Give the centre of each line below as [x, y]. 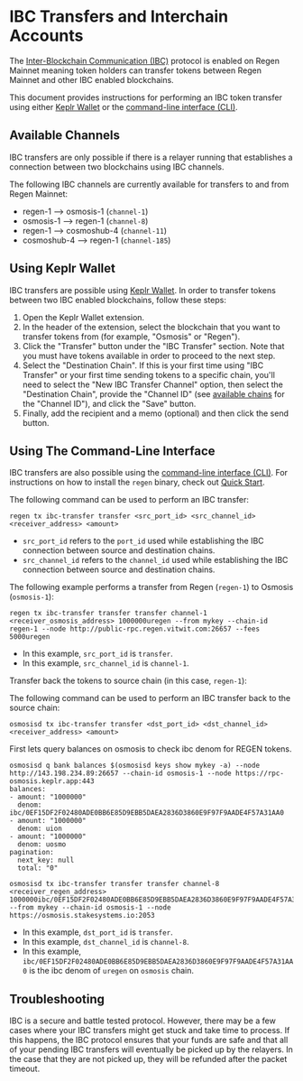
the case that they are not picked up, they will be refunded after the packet [148, 1059]
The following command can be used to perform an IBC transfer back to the [150, 698]
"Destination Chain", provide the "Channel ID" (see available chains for [154, 393]
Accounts [46, 36]
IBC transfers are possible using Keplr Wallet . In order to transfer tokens [143, 290]
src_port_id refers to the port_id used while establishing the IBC [143, 541]
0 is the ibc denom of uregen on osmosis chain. [108, 971]
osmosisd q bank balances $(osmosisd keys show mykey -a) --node [134, 766]
